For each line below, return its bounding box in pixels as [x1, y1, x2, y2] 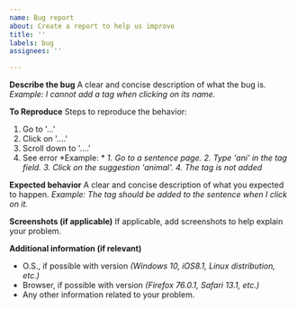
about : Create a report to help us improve [9, 22, 175, 31]
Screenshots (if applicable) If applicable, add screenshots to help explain [9, 216, 283, 227]
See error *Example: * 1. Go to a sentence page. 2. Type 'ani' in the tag [22, 152, 288, 163]
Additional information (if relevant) [9, 243, 142, 254]
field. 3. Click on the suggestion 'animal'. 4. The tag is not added [22, 162, 263, 173]
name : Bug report [9, 13, 75, 23]
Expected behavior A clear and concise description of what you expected [9, 179, 284, 190]
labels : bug [9, 38, 54, 48]
